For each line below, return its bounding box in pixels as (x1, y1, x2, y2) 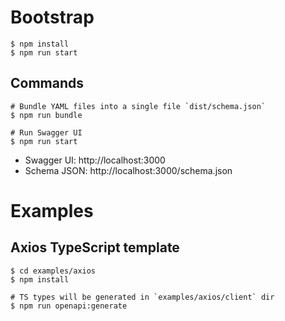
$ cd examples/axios (10, 266, 97, 276)
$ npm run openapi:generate (10, 301, 128, 311)
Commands (10, 75, 85, 92)
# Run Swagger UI (10, 127, 83, 138)
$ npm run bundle (10, 110, 83, 120)
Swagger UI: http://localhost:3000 (24, 154, 166, 166)
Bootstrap (10, 6, 95, 29)
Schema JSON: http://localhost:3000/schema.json (24, 164, 233, 176)
